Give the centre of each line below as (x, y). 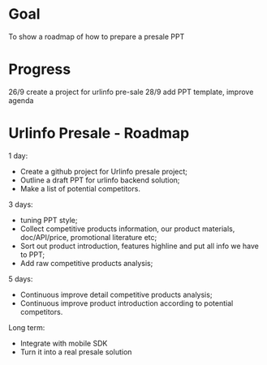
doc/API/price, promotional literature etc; (88, 237)
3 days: (21, 204)
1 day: (18, 156)
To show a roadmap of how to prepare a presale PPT (97, 36)
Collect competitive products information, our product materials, (127, 229)
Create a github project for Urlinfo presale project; (104, 171)
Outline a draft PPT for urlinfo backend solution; (100, 180)
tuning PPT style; (49, 220)
